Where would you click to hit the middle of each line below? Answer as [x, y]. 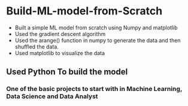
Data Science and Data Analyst [52, 96]
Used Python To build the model [67, 72]
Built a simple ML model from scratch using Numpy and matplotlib [96, 28]
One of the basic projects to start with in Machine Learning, [94, 89]
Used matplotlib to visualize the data [60, 53]
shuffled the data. [37, 47]
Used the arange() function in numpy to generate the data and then [98, 40]
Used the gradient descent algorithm [60, 34]
